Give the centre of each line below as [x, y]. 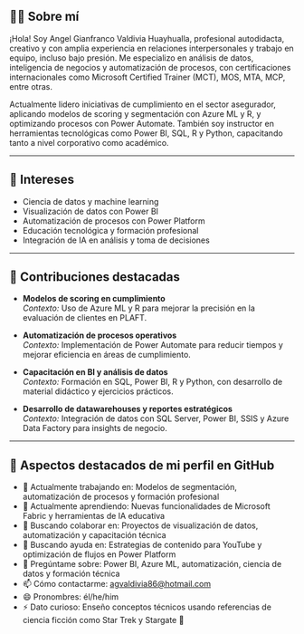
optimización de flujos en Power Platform [99, 554]
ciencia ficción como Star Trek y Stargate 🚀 [103, 620]
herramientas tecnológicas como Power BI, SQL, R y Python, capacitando [146, 133]
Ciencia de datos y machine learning [90, 201]
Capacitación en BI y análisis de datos [95, 372]
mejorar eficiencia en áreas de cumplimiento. [107, 355]
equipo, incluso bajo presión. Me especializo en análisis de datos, [132, 58]
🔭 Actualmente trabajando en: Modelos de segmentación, [130, 487]
